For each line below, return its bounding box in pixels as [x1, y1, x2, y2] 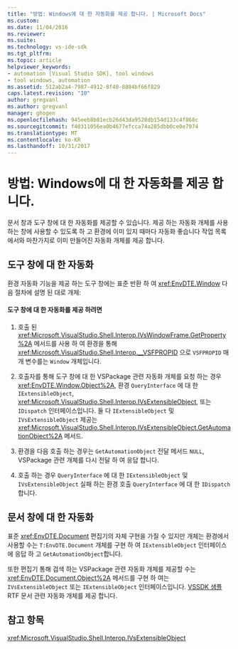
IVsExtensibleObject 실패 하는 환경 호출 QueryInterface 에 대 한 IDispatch [17, 480, 231, 488]
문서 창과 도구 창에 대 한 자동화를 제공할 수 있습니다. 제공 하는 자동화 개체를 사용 [7, 218, 229, 227]
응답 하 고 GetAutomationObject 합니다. [14, 549, 123, 558]
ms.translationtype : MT [7, 130, 78, 137]
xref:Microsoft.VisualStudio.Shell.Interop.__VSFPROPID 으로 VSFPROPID [17, 348, 222, 357]
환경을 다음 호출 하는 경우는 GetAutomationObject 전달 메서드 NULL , [17, 447, 205, 455]
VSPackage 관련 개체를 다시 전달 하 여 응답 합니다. [17, 456, 160, 465]
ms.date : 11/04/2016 [7, 23, 69, 31]
